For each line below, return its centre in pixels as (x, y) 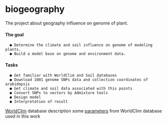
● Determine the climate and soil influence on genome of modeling (81, 45)
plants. (13, 49)
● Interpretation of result (39, 102)
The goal (14, 34)
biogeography (35, 9)
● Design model (25, 97)
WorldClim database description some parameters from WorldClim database (83, 111)
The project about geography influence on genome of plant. (67, 23)
